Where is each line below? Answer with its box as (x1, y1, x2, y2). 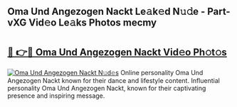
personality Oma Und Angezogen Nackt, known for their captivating (7, 84, 206, 92)
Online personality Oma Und (120, 69, 204, 77)
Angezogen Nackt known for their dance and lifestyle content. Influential (7, 77, 221, 84)
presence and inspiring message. (7, 91, 105, 100)
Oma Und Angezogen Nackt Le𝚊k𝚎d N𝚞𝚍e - (7, 6, 206, 18)
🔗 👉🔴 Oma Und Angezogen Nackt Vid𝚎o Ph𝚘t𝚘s (7, 46, 228, 58)
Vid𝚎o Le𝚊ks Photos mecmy (28, 17, 157, 29)
